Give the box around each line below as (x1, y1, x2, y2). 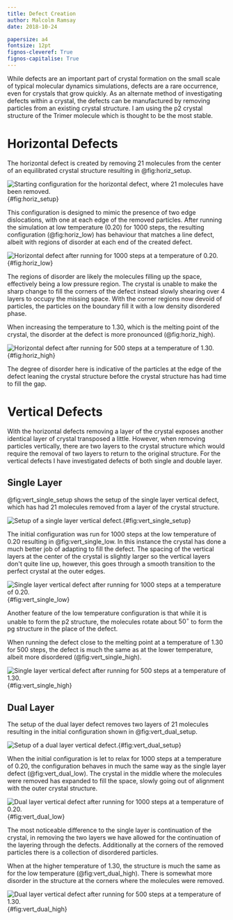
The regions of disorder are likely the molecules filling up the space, (7, 272, 202, 280)
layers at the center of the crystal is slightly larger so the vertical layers (7, 552, 211, 560)
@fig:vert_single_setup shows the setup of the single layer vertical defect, (7, 495, 219, 504)
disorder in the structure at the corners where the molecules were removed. (7, 877, 225, 885)
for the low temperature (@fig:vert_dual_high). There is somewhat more (7, 869, 212, 877)
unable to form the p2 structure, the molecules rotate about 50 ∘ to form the (7, 616, 223, 626)
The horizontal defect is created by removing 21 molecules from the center (7, 158, 221, 167)
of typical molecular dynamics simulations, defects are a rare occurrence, (7, 82, 218, 90)
